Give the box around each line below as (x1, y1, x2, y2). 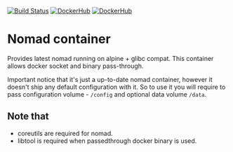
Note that (7, 111, 49, 123)
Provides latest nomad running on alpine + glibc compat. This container (7, 54, 214, 62)
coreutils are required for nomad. (17, 129, 114, 137)
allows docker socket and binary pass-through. (7, 62, 144, 70)
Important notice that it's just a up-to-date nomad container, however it (7, 75, 213, 83)
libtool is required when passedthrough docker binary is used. (17, 137, 197, 145)
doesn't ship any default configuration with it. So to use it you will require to (7, 83, 226, 91)
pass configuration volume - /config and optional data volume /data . (7, 90, 207, 98)
